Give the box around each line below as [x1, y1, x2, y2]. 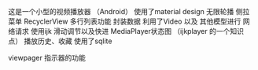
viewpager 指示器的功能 [8, 53, 87, 62]
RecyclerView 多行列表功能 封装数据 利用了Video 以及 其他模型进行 [23, 17, 241, 26]
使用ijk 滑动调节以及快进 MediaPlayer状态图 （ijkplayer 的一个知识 [30, 27, 244, 35]
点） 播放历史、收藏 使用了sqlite [8, 36, 112, 46]
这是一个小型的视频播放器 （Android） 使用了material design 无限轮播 [8, 7, 234, 16]
